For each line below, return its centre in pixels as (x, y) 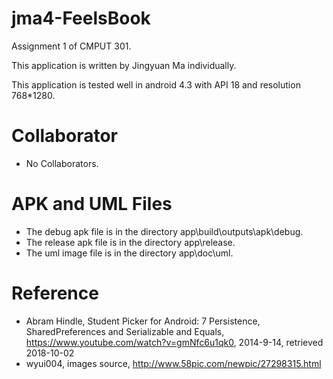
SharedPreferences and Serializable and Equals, (125, 331)
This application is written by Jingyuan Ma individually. (124, 65)
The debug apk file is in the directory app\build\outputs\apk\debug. (164, 231)
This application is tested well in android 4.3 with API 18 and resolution (156, 84)
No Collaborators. (62, 163)
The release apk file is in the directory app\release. (130, 242)
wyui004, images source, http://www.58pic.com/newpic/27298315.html (173, 363)
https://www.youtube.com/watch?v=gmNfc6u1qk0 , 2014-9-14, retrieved (174, 342)
